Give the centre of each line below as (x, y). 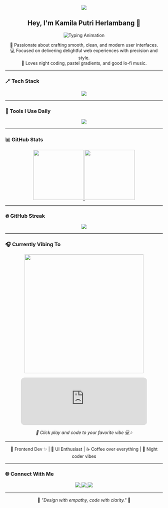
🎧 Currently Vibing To (33, 244)
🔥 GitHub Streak (25, 216)
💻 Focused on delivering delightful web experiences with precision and (84, 51)
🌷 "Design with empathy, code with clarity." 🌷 (84, 500)
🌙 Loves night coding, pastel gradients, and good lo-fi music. (84, 63)
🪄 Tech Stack (22, 81)
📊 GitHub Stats (24, 140)
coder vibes (84, 456)
